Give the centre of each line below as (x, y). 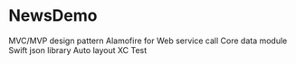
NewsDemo (53, 16)
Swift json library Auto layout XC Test (78, 50)
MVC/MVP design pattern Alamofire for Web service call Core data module (148, 41)
